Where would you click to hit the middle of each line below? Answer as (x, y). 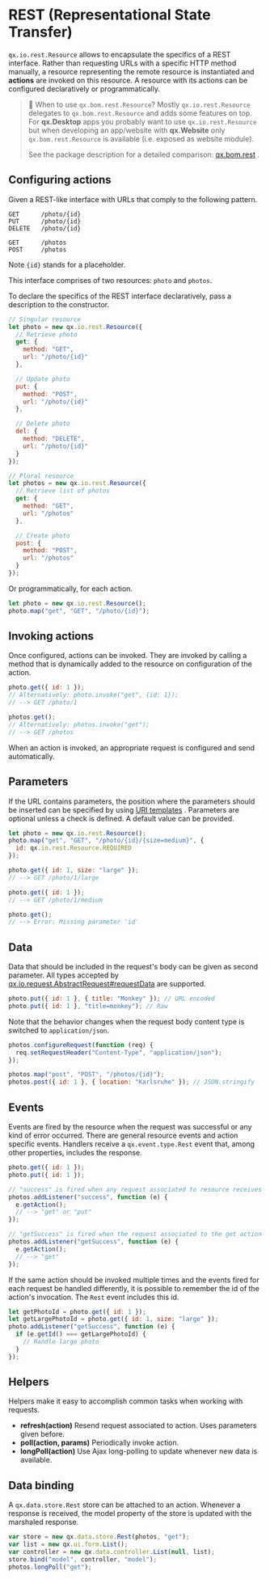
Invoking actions (51, 636)
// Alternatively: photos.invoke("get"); (79, 724)
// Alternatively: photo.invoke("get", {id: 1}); (94, 695)
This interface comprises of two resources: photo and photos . (110, 280)
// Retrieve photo (47, 334)
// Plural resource (41, 476)
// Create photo (43, 535)
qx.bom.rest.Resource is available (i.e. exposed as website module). (141, 138)
